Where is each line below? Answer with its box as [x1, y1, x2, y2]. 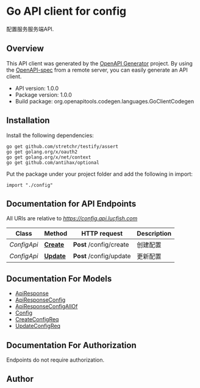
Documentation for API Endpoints [6, 198, 137, 209]
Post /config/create [73, 241, 129, 249]
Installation [6, 115, 50, 126]
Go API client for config [6, 4, 127, 18]
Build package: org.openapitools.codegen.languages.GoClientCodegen [15, 97, 194, 105]
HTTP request [81, 229, 123, 238]
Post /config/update [73, 252, 131, 261]
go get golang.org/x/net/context [6, 154, 91, 160]
